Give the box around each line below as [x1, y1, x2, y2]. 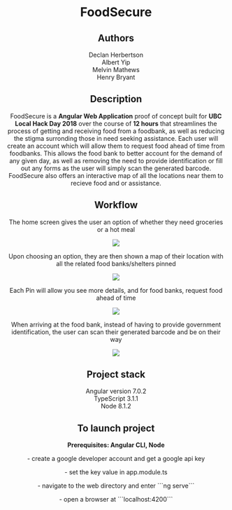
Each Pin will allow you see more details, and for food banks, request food [9, 286, 223, 294]
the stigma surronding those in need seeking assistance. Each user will [13, 134, 219, 142]
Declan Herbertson [88, 50, 144, 59]
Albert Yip [101, 58, 131, 67]
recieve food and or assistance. [71, 179, 161, 187]
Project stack [86, 368, 146, 380]
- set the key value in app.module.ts [64, 468, 168, 476]
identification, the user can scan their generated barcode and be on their [11, 327, 221, 336]
